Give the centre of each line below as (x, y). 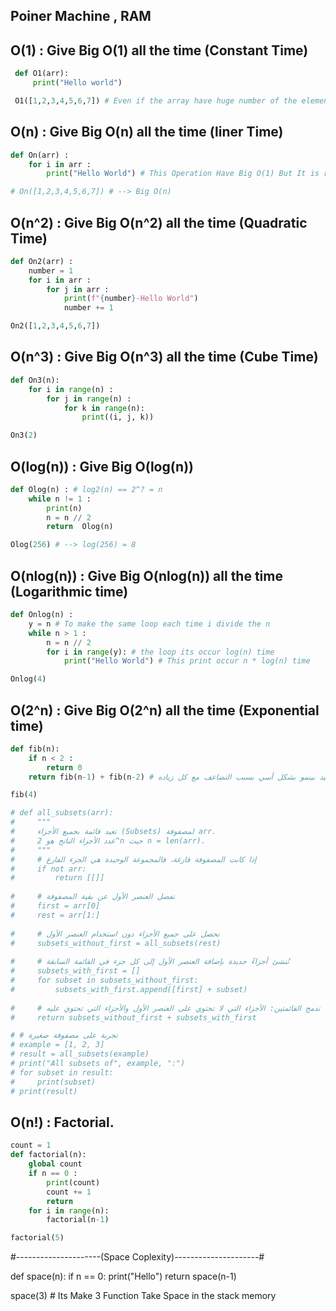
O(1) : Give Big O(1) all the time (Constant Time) (159, 50)
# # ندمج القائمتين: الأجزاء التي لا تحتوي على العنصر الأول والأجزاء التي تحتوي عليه (165, 1008)
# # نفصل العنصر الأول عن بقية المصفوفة (93, 897)
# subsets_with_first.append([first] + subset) (129, 989)
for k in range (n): (104, 408)
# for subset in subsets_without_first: (104, 980)
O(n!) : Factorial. (62, 1122)
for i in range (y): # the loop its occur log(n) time (160, 652)
